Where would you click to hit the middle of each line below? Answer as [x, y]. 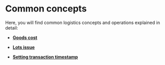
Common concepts [46, 9]
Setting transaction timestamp [45, 57]
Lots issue [24, 47]
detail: [12, 27]
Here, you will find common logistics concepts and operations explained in [83, 22]
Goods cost [25, 37]
